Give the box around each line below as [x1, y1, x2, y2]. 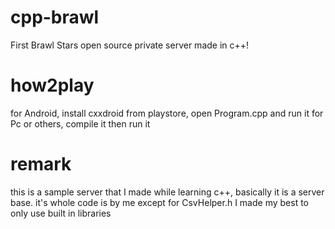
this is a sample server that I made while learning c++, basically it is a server [10, 186, 325, 198]
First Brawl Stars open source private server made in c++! [10, 39, 250, 51]
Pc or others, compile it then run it [10, 117, 151, 130]
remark [10, 153, 72, 176]
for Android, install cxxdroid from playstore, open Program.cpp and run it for [10, 107, 324, 119]
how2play [10, 74, 95, 97]
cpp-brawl [10, 6, 100, 29]
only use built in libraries [10, 207, 112, 219]
